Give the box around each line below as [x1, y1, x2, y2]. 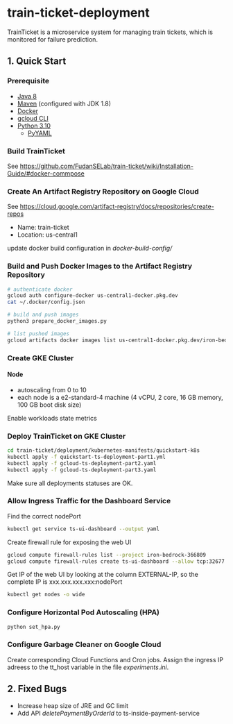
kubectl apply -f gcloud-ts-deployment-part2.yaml [7, 460, 157, 466]
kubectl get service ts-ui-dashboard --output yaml [7, 525, 159, 532]
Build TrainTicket [7, 146, 66, 155]
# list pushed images [7, 330, 70, 337]
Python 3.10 [17, 121, 51, 130]
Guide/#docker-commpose [7, 169, 85, 178]
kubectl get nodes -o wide [7, 591, 85, 598]
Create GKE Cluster [7, 353, 74, 362]
